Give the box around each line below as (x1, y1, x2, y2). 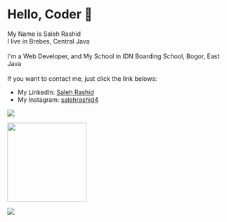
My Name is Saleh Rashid (7, 30, 82, 38)
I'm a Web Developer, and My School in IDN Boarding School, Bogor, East (7, 52, 220, 60)
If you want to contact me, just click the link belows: (7, 74, 157, 83)
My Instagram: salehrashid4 (17, 95, 99, 104)
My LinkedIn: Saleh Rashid (17, 88, 95, 96)
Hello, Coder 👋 (7, 6, 93, 22)
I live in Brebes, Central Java (7, 37, 90, 45)
